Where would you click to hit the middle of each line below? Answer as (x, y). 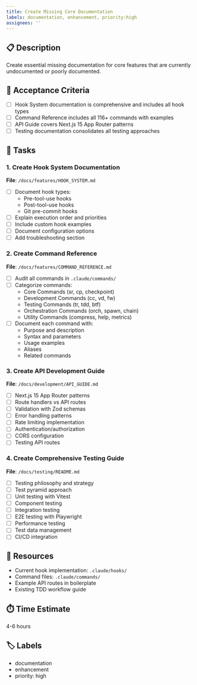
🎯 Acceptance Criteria (48, 90)
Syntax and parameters (52, 336)
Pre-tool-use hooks (48, 198)
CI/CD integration (36, 537)
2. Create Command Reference (51, 254)
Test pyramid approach (43, 489)
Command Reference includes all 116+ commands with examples (94, 118)
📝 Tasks (21, 150)
